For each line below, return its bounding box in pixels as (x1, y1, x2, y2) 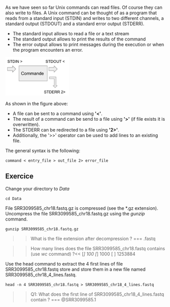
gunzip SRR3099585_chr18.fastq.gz (5, 226, 79, 232)
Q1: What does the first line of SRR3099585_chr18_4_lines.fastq (30, 291, 164, 297)
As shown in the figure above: (5, 101, 68, 106)
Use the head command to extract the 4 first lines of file (5, 260, 124, 267)
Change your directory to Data (5, 185, 70, 191)
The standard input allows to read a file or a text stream (12, 31, 129, 36)
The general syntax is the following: (5, 148, 81, 153)
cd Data (5, 196, 22, 201)
